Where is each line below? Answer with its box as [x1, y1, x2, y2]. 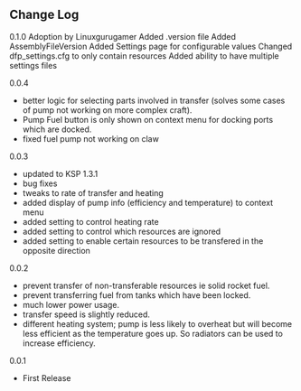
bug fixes [22, 178, 58, 189]
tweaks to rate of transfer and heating [22, 187, 165, 198]
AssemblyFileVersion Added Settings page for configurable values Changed [9, 41, 293, 51]
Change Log [9, 7, 80, 23]
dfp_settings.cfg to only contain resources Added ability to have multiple [9, 50, 280, 61]
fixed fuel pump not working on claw [22, 133, 160, 144]
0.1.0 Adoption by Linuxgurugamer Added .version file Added [9, 31, 237, 42]
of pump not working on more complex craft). [22, 104, 193, 116]
